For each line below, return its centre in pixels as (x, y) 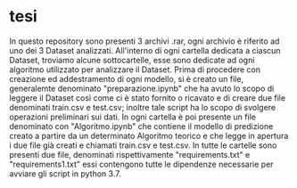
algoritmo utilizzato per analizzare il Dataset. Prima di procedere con (135, 69)
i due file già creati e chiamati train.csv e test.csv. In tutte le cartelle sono (143, 145)
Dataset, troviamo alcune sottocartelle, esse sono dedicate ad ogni (132, 60)
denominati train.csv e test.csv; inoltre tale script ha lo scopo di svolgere (143, 107)
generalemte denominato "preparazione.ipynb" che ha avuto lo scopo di (142, 88)
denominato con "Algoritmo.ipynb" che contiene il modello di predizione (141, 126)
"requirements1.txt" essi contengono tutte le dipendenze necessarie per (141, 164)
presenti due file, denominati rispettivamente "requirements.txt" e (130, 154)
